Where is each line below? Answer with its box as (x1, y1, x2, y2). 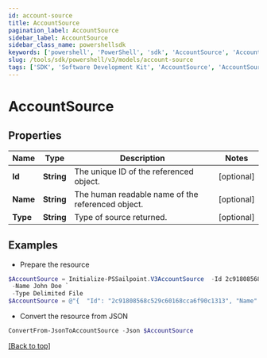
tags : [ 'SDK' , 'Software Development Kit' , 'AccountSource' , (8, 64, 215, 71)
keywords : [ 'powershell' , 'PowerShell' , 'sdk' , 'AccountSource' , (8, 48, 229, 56)
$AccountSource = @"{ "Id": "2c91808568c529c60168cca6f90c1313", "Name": (8, 297, 261, 306)
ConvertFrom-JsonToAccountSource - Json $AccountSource (8, 327, 194, 335)
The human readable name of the (74, 188, 199, 199)
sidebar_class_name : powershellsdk (8, 41, 126, 49)
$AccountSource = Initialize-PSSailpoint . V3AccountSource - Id (8, 275, 222, 283)
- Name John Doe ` (11, 283, 69, 291)
